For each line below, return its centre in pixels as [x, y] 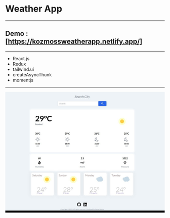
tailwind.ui [23, 69]
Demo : [17, 34]
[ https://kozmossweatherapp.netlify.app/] [74, 42]
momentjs [23, 80]
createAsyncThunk [32, 74]
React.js [21, 58]
